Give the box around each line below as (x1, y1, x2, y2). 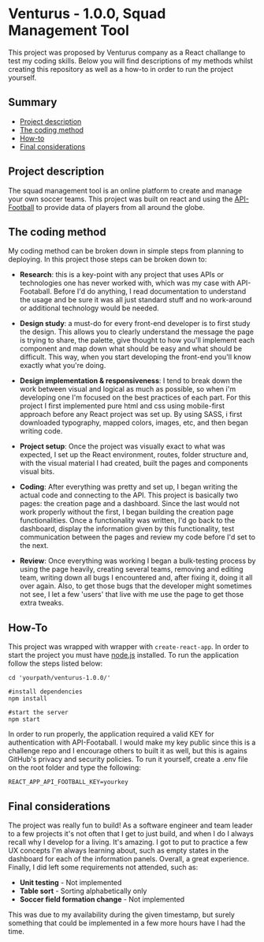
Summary (8, 96, 58, 109)
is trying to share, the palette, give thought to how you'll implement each (19, 336, 255, 345)
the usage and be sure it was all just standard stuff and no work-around (19, 295, 252, 305)
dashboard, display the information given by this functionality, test (19, 524, 235, 534)
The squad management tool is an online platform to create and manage (8, 186, 243, 195)
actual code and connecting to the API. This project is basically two (19, 490, 239, 500)
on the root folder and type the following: (8, 763, 142, 772)
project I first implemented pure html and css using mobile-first (19, 401, 225, 411)
